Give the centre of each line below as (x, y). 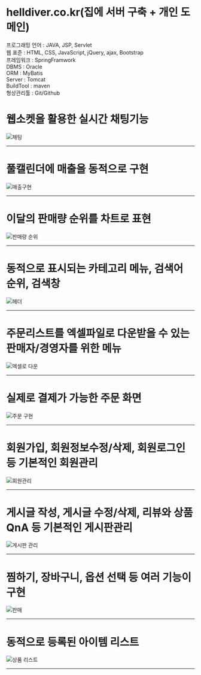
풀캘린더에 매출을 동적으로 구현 (77, 169)
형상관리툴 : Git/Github (33, 93)
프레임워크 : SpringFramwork (41, 60)
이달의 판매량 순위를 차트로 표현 (79, 219)
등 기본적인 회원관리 (52, 463)
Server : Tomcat (26, 79)
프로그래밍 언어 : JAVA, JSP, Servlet (49, 45)
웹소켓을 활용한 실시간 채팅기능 (77, 119)
